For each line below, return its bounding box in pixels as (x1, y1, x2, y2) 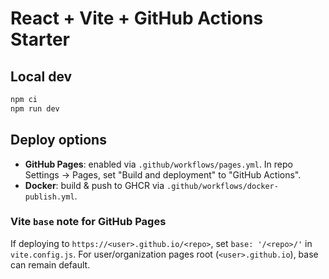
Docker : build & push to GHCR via (24, 179, 165, 191)
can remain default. (10, 258, 91, 271)
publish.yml (24, 192, 75, 202)
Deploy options (10, 132, 107, 149)
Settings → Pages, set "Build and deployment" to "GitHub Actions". (24, 168, 302, 181)
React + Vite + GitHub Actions (10, 7, 264, 30)
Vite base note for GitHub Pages (10, 215, 167, 229)
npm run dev (10, 103, 60, 114)
